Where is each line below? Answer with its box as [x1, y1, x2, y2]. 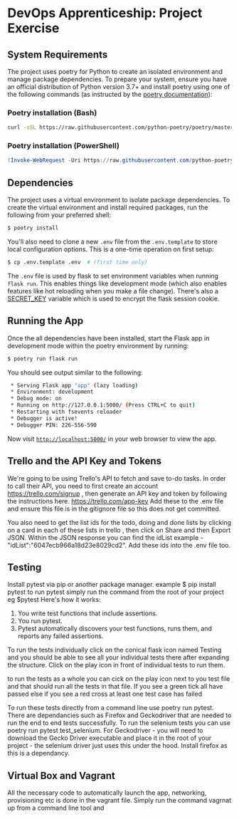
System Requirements [7, 48, 108, 61]
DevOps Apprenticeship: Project [7, 5, 203, 21]
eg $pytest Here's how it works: [7, 595, 101, 604]
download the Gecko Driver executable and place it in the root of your [7, 734, 212, 742]
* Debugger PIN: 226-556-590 [10, 422, 97, 429]
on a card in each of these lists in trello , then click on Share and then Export [7, 526, 231, 534]
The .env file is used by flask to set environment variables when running [7, 271, 219, 280]
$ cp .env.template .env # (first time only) [7, 259, 148, 266]
